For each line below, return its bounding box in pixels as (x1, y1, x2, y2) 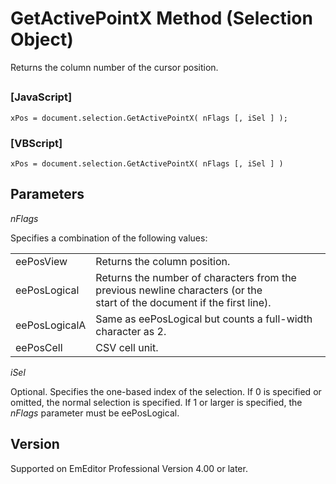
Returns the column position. (95, 254, 231, 268)
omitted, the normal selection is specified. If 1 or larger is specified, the (10, 396, 303, 408)
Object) (10, 28, 74, 51)
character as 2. (95, 324, 167, 338)
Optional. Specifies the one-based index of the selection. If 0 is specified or (10, 385, 322, 397)
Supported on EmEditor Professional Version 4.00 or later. (10, 462, 248, 474)
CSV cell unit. (95, 340, 159, 354)
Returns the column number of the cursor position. (10, 61, 219, 73)
